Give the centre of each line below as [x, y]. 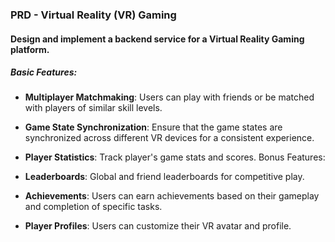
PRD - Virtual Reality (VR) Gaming [93, 15]
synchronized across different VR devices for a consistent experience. [169, 138]
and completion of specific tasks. [93, 207]
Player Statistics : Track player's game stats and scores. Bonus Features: [175, 157]
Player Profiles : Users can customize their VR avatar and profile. [158, 226]
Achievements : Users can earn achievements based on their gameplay [172, 196]
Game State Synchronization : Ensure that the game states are [153, 127]
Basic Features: [44, 72]
